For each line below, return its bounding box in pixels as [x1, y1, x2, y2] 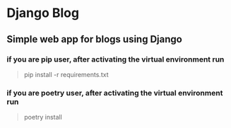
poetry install [23, 113, 63, 122]
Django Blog [6, 5, 79, 21]
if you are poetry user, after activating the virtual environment [6, 88, 223, 98]
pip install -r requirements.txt [23, 70, 109, 78]
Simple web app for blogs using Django [6, 33, 183, 45]
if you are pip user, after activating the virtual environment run [6, 54, 225, 64]
